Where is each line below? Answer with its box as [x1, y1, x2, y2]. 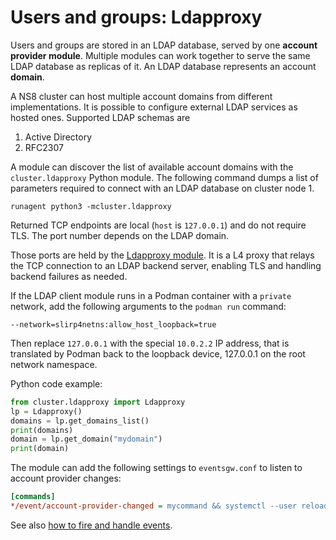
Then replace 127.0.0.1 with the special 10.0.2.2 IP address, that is [10, 337, 290, 349]
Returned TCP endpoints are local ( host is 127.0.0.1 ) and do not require [10, 219, 307, 231]
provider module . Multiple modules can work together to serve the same [10, 49, 311, 61]
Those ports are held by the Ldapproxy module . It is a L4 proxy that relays [10, 249, 315, 261]
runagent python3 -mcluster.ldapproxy [10, 201, 172, 211]
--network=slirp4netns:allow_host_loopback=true [10, 319, 217, 330]
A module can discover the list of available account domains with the [10, 161, 294, 173]
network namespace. [10, 358, 98, 370]
